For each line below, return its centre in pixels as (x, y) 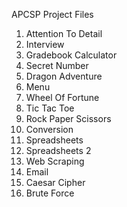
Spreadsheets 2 (58, 150)
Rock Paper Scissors (68, 118)
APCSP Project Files (52, 14)
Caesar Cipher (55, 182)
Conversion (49, 129)
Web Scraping (55, 161)
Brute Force (50, 193)
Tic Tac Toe (50, 108)
